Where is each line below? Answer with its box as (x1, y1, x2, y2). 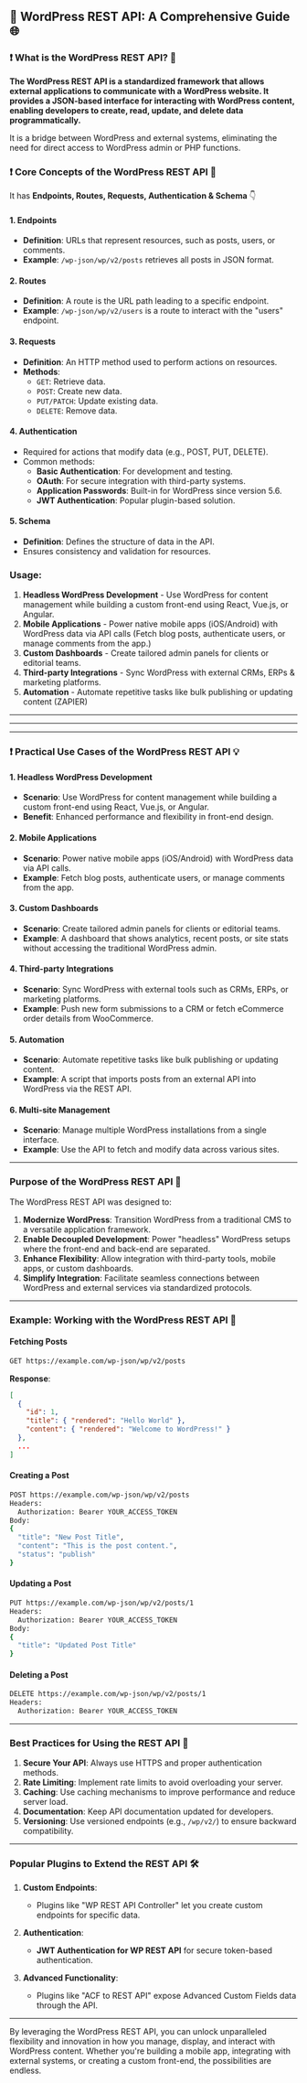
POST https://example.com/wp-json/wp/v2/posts (9, 1490, 190, 1499)
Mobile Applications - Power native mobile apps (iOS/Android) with (22, 618, 279, 629)
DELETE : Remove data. (36, 404, 118, 416)
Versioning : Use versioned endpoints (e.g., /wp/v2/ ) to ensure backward (22, 1816, 297, 1827)
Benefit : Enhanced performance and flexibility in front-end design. (22, 811, 274, 822)
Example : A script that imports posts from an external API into (22, 1074, 257, 1085)
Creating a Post (9, 1470, 70, 1481)
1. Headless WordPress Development (9, 771, 153, 782)
